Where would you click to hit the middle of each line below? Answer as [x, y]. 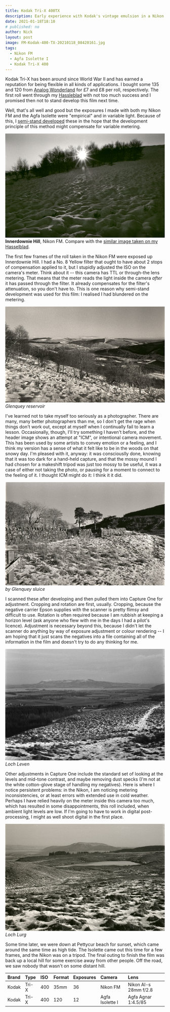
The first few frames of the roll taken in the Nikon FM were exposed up [79, 257]
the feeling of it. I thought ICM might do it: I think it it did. [64, 475]
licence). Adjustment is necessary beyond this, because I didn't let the [78, 626]
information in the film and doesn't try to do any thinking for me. [72, 642]
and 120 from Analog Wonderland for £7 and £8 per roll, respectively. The [82, 90]
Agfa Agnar [140, 997]
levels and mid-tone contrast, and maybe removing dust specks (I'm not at [83, 779]
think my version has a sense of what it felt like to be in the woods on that [82, 449]
